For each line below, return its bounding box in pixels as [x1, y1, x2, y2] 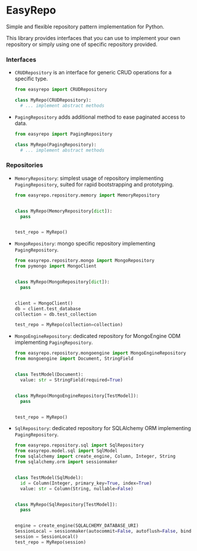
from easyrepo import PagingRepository [14, 131, 113, 137]
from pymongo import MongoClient [14, 263, 97, 269]
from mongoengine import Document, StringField [14, 356, 133, 362]
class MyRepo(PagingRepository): [14, 142, 97, 147]
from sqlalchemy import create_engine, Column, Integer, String [14, 454, 176, 460]
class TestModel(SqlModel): [14, 474, 84, 481]
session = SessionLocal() [14, 534, 78, 540]
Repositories [6, 161, 44, 169]
